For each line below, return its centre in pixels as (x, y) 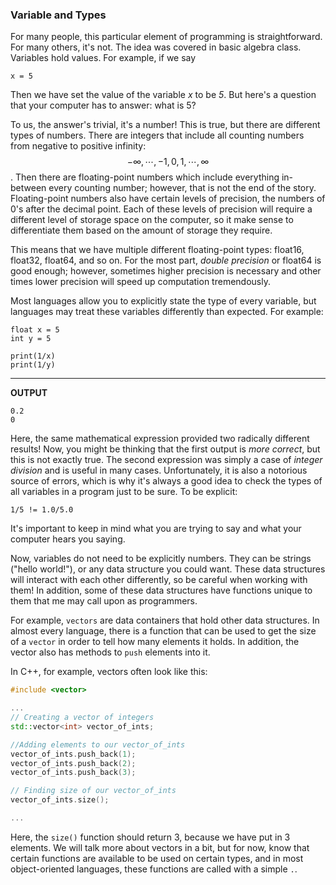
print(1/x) (33, 356)
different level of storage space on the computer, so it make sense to (152, 220)
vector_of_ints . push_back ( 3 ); (73, 773)
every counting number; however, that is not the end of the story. (182, 188)
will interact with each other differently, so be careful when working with (159, 580)
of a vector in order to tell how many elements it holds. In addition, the (155, 642)
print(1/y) (33, 365)
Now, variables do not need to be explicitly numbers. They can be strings (161, 559)
